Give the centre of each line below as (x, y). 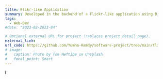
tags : (10, 18)
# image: (14, 50)
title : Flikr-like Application (37, 9)
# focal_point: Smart (29, 59)
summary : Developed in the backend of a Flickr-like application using (79, 14)
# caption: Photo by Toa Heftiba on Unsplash (54, 54)
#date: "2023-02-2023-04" (31, 28)
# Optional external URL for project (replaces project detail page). (78, 36)
